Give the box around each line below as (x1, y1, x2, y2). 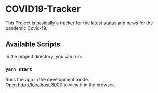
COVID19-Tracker (5, 3, 81, 15)
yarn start (5, 66, 32, 72)
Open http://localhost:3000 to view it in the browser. (5, 82, 115, 88)
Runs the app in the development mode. (5, 77, 89, 83)
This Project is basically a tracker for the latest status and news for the (5, 20, 153, 26)
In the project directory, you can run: (5, 53, 82, 59)
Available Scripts (5, 40, 60, 49)
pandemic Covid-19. (5, 25, 47, 31)
